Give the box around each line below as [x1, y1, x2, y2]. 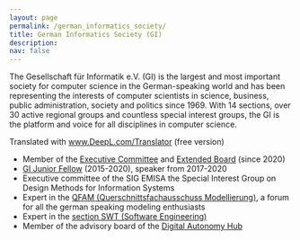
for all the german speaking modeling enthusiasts [22, 201, 206, 212]
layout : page [9, 13, 58, 22]
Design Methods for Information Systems [22, 182, 175, 193]
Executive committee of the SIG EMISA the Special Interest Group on [22, 173, 277, 184]
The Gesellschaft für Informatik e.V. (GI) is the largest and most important [9, 71, 281, 82]
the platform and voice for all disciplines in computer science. [9, 119, 238, 130]
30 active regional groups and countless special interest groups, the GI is [9, 110, 280, 120]
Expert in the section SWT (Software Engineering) [22, 211, 207, 222]
